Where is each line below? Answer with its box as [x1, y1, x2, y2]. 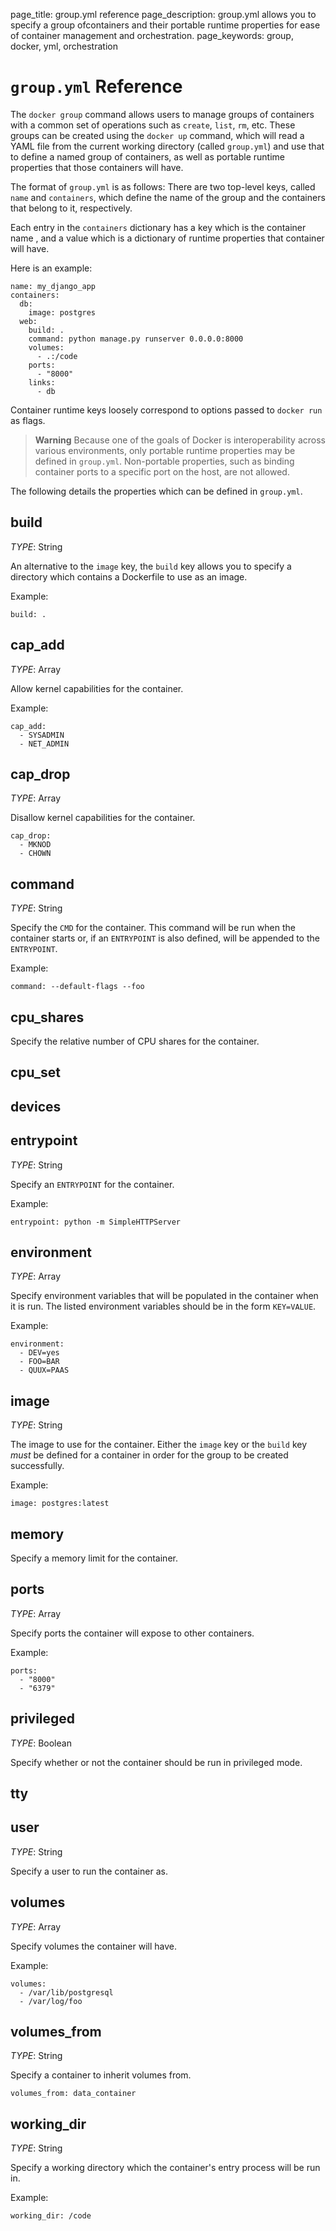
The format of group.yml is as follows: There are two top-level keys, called [10, 180, 316, 193]
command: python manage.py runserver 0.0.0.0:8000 [28, 334, 244, 344]
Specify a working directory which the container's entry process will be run [10, 2162, 321, 2174]
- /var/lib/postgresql [19, 1987, 114, 1998]
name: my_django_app [10, 281, 97, 291]
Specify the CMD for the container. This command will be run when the [10, 922, 296, 934]
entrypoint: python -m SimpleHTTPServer [10, 1217, 182, 1227]
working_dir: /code [10, 2211, 92, 2221]
